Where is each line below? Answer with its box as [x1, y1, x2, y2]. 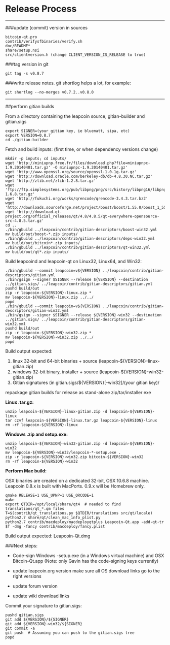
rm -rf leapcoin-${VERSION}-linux [5, 422, 78, 427]
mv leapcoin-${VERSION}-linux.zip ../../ [5, 295, 94, 300]
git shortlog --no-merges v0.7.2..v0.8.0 [5, 89, 94, 94]
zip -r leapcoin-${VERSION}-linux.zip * [5, 290, 92, 295]
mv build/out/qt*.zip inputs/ [5, 249, 69, 254]
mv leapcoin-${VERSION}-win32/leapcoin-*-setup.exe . [5, 450, 121, 455]
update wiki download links [12, 593, 70, 599]
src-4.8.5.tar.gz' [5, 218, 44, 223]
